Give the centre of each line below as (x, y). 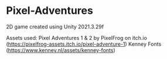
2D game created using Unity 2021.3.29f (55, 27)
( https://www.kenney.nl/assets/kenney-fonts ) (61, 50)
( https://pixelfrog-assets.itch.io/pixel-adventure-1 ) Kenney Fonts (84, 44)
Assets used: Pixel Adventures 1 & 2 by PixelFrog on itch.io (77, 38)
